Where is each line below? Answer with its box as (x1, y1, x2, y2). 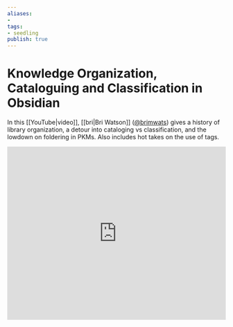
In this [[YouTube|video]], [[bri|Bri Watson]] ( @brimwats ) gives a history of (7, 118, 221, 127)
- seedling (7, 29, 39, 37)
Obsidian (7, 95, 60, 111)
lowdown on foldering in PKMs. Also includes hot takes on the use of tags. (7, 133, 220, 141)
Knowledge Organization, (7, 66, 157, 82)
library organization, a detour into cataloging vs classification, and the (7, 125, 207, 134)
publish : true (7, 36, 49, 43)
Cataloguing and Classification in (7, 80, 203, 96)
